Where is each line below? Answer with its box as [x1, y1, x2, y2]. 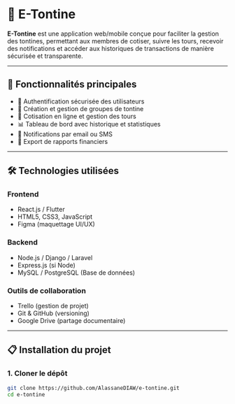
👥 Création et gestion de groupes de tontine [17, 104, 144, 113]
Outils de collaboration [7, 286, 86, 296]
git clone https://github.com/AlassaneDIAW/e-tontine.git [7, 384, 180, 391]
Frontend [7, 189, 39, 199]
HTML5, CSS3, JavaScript [17, 212, 93, 221]
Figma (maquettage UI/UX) [17, 220, 96, 229]
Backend [7, 238, 38, 247]
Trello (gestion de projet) [17, 302, 89, 310]
